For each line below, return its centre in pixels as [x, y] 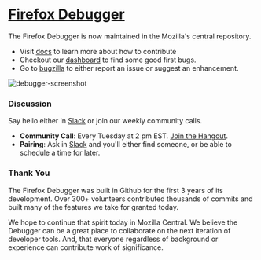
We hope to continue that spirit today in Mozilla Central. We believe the [123, 222]
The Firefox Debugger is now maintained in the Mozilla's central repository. [130, 36]
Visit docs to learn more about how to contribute [98, 51]
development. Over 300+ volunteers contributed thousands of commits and [130, 199]
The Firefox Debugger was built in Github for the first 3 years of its [116, 190]
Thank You [29, 173]
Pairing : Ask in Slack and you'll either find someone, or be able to [125, 145]
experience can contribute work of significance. [86, 247]
